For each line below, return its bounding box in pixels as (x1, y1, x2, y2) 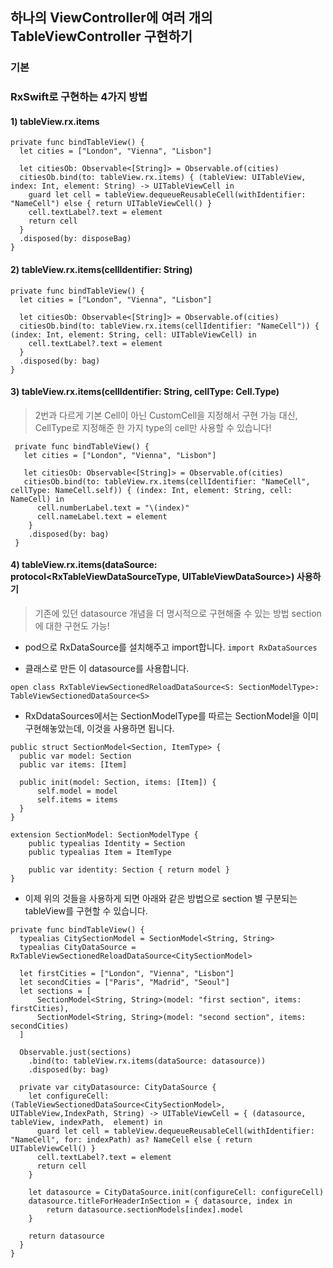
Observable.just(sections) (19, 1048, 132, 1058)
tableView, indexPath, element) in (10, 1118, 163, 1128)
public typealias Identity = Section (28, 839, 186, 849)
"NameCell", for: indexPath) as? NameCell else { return (10, 1135, 253, 1145)
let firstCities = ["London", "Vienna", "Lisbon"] (19, 969, 235, 979)
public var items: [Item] (19, 760, 128, 770)
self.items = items (36, 795, 118, 805)
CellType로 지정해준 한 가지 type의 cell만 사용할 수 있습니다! (34, 421, 272, 433)
